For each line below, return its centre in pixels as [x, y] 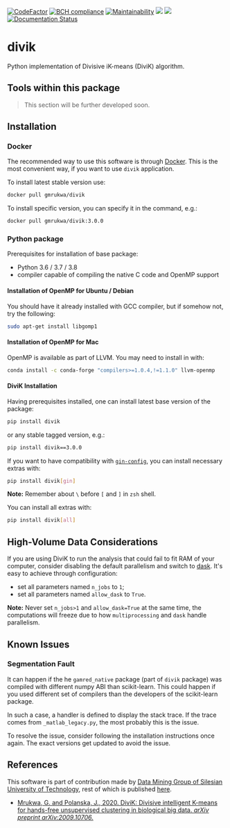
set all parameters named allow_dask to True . [81, 595]
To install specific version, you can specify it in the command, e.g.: [102, 208]
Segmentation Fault [41, 664]
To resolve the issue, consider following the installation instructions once [111, 736]
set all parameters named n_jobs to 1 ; [71, 587]
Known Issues [38, 644]
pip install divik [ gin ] [42, 481]
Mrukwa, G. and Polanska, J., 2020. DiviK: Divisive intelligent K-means [117, 802]
